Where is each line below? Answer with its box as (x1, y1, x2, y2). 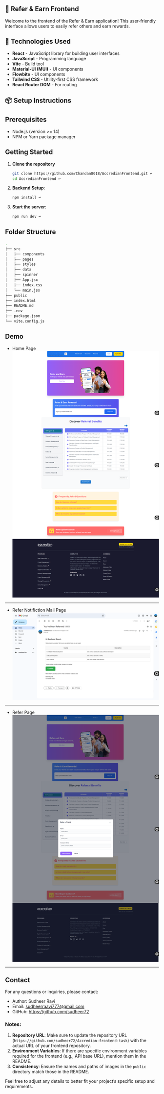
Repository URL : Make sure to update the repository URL (12, 1032, 127, 1038)
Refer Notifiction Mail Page (12, 607, 66, 613)
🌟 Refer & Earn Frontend (5, 5, 79, 13)
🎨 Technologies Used (5, 37, 71, 46)
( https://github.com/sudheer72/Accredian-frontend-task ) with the (12, 1037, 146, 1043)
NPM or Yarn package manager (12, 133, 76, 140)
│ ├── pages (5, 257, 34, 262)
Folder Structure (5, 227, 56, 236)
